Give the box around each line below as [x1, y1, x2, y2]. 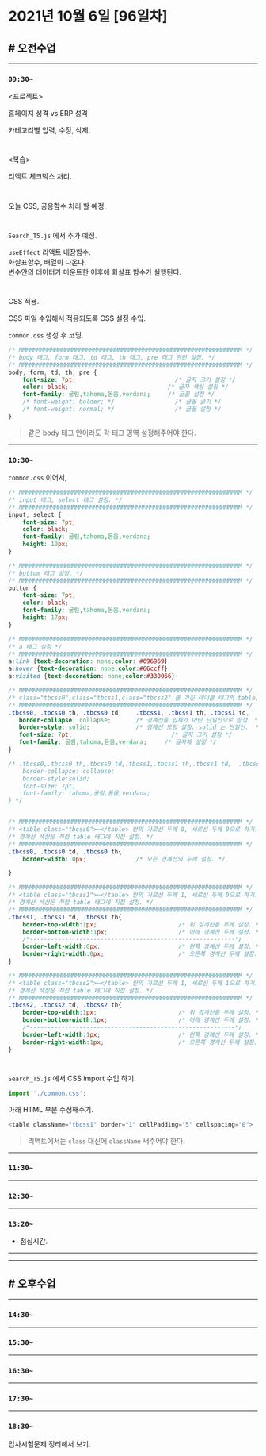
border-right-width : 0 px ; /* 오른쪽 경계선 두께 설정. [22, 950, 258, 958]
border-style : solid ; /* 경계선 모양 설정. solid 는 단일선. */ [18, 723, 264, 731]
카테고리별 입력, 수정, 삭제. [8, 125, 91, 135]
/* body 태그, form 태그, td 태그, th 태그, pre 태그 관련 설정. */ [8, 353, 216, 361]
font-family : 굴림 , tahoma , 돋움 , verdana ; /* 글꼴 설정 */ [22, 391, 215, 399]
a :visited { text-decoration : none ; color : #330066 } [8, 672, 176, 680]
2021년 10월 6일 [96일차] [8, 7, 168, 25]
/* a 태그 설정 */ [8, 642, 63, 651]
